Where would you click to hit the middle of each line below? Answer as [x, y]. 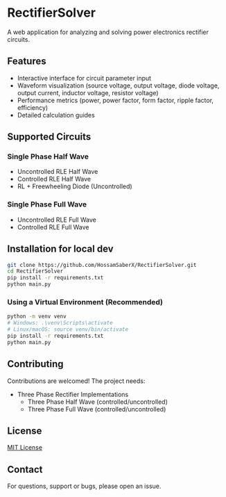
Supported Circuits [49, 137]
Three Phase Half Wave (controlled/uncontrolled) [98, 402]
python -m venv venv [37, 317]
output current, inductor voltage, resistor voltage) [88, 92]
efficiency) [33, 107]
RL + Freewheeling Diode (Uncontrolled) [75, 186]
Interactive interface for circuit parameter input [84, 78]
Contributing [35, 364]
